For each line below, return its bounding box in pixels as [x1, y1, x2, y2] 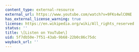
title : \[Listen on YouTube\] [5, 30, 68, 35]
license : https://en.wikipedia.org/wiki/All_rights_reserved [5, 21, 135, 26]
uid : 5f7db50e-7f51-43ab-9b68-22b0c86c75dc [5, 35, 97, 40]
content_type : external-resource [5, 7, 74, 12]
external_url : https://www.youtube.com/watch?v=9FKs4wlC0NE [5, 12, 133, 17]
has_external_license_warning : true [5, 16, 81, 21]
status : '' [5, 26, 28, 31]
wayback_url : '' [5, 40, 39, 45]
